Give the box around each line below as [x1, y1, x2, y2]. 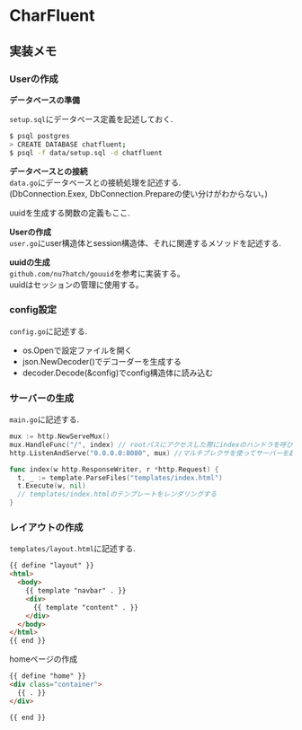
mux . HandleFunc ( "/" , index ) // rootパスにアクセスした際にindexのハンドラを [9, 440, 280, 449]
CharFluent [9, 5, 96, 26]
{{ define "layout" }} [9, 561, 94, 570]
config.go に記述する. [9, 325, 88, 337]
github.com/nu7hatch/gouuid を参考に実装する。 [9, 268, 186, 278]
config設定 [9, 303, 57, 316]
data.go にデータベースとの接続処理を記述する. [9, 177, 182, 188]
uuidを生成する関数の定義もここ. [9, 207, 130, 218]
